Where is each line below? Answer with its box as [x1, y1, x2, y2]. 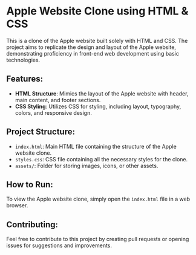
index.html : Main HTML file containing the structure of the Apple [15, 143, 177, 150]
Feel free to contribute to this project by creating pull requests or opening [6, 236, 189, 243]
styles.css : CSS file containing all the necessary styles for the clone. [15, 155, 188, 163]
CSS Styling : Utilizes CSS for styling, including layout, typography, [15, 103, 181, 110]
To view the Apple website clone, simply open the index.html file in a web [6, 195, 191, 203]
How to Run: [6, 179, 53, 190]
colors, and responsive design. [15, 109, 92, 116]
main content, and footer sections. [15, 96, 101, 103]
